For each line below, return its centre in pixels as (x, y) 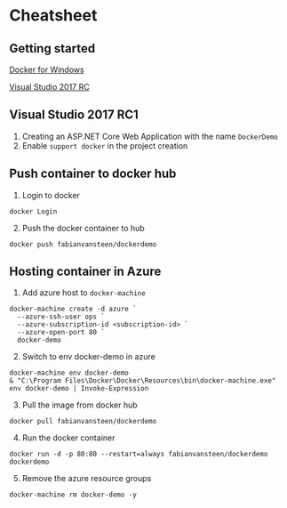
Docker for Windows (47, 69)
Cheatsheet (53, 16)
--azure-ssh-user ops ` (61, 317)
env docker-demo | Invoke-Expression (79, 389)
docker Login (33, 211)
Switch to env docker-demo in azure (88, 357)
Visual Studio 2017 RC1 (74, 115)
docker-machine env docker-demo (69, 373)
